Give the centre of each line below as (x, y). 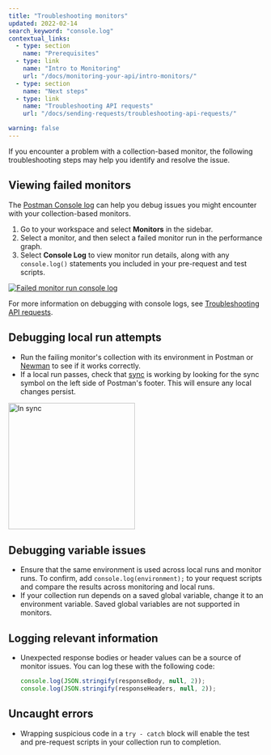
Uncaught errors (51, 714)
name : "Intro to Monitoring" (72, 69)
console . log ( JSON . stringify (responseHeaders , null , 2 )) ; (118, 689)
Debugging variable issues (77, 550)
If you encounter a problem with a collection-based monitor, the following (131, 151)
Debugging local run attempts (85, 338)
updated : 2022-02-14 (43, 23)
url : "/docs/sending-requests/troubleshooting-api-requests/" (130, 114)
